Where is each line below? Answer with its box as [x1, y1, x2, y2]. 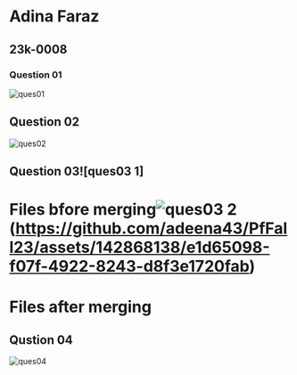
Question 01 [9, 69, 62, 81]
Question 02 [9, 114, 80, 130]
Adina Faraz [9, 6, 100, 27]
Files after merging [9, 297, 152, 317]
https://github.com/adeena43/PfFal [15, 218, 288, 239]
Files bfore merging [9, 200, 157, 220]
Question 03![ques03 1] [9, 164, 144, 179]
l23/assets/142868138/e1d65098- [9, 238, 270, 257]
